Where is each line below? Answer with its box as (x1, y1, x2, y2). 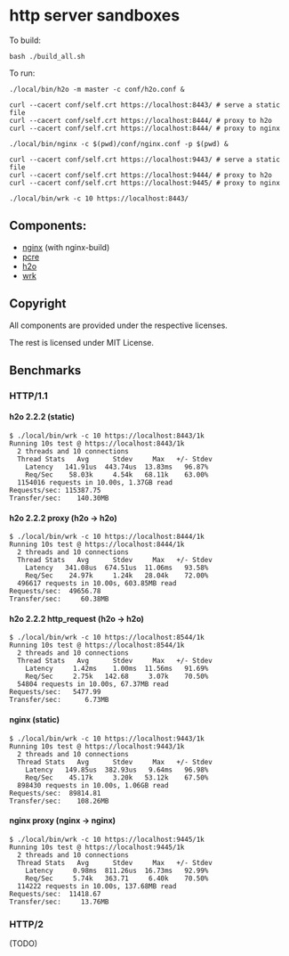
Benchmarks (9, 363, 82, 378)
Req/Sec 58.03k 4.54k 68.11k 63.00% (25, 470, 209, 479)
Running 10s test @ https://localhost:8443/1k (9, 439, 185, 448)
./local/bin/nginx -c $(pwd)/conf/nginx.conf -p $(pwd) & (9, 139, 229, 148)
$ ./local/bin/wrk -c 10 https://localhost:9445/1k (9, 835, 205, 844)
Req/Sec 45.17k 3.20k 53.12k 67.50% (25, 772, 209, 782)
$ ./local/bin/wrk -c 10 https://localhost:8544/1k (9, 633, 205, 642)
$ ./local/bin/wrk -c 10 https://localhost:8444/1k (9, 532, 205, 542)
